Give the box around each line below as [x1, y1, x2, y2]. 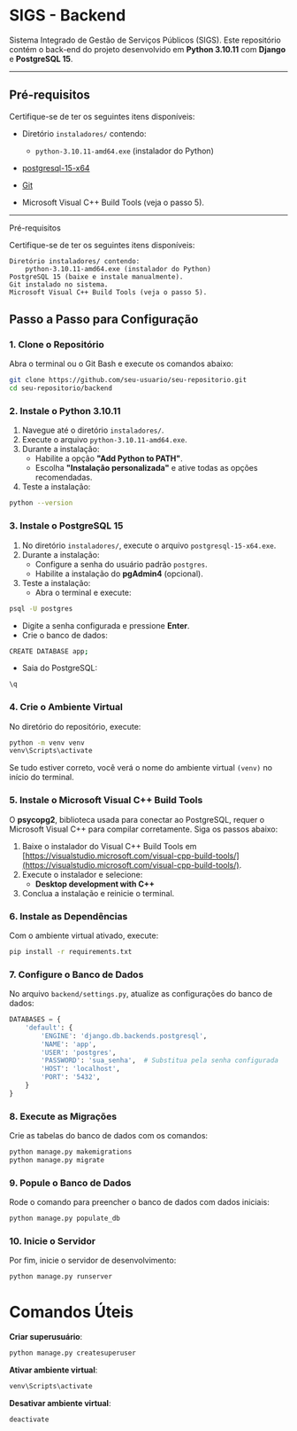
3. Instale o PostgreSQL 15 [9, 520, 124, 532]
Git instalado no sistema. [9, 280, 109, 289]
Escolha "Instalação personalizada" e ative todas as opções [34, 463, 258, 473]
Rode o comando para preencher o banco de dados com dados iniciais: [9, 1197, 270, 1208]
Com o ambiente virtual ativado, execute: [9, 930, 159, 941]
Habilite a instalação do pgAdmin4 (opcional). [34, 568, 203, 579]
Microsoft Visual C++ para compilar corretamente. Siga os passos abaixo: [9, 824, 278, 834]
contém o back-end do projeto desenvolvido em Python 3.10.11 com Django [9, 43, 286, 54]
